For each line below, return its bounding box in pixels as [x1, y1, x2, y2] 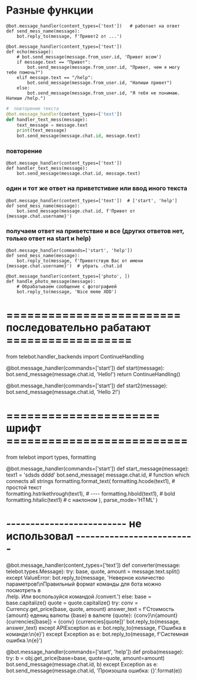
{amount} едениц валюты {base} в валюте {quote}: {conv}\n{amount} [6, 612, 178, 619]
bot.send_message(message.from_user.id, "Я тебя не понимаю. [27, 90, 181, 96]
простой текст [6, 484, 42, 491]
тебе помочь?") [6, 69, 44, 75]
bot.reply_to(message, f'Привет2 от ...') [16, 33, 122, 39]
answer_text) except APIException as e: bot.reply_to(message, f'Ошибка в [6, 624, 186, 631]
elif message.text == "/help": [16, 74, 94, 80]
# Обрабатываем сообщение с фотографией [16, 284, 117, 290]
